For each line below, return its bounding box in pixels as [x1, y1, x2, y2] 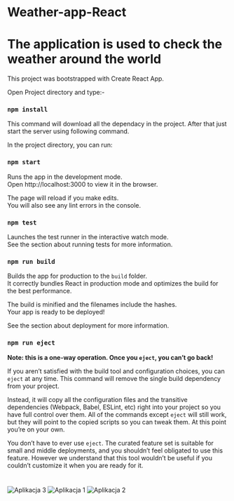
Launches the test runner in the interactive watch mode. [7, 233, 170, 241]
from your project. [7, 382, 60, 390]
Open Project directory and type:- [7, 88, 105, 97]
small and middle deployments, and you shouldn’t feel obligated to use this [7, 446, 223, 455]
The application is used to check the [7, 36, 223, 53]
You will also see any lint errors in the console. [7, 201, 142, 209]
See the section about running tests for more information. [7, 240, 173, 249]
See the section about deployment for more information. [7, 321, 170, 330]
